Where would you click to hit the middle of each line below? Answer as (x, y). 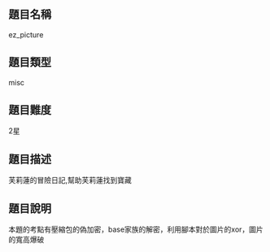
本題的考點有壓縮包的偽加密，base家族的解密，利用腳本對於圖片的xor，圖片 (136, 229)
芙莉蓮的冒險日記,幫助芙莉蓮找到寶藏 (70, 180)
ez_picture (26, 34)
